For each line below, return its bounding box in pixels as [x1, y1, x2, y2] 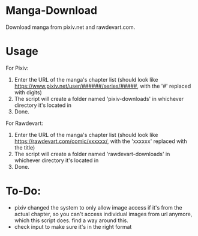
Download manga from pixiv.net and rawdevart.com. [5, 23, 136, 31]
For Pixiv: [5, 64, 29, 71]
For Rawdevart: [5, 120, 43, 127]
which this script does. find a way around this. [14, 217, 128, 224]
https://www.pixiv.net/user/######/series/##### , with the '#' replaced [14, 82, 191, 89]
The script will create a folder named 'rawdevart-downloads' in [14, 150, 170, 157]
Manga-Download [5, 4, 98, 17]
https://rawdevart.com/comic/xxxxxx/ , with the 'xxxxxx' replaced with [14, 138, 187, 145]
